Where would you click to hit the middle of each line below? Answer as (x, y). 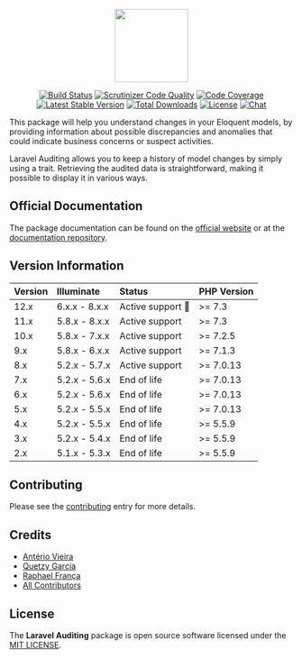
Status (134, 291)
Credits (31, 535)
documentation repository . (59, 237)
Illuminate (79, 291)
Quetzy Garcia (49, 566)
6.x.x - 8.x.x (83, 307)
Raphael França (51, 576)
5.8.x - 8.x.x (83, 321)
